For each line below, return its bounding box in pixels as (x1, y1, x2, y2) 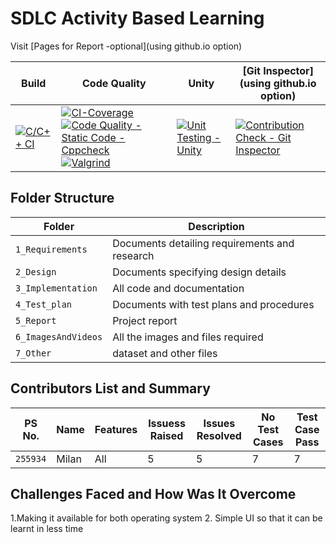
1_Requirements (15, 243, 88, 255)
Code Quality (81, 76, 147, 90)
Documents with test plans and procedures (112, 297, 315, 311)
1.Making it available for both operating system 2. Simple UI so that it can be (10, 512, 323, 524)
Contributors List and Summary (10, 380, 211, 397)
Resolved (196, 428, 242, 442)
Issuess (148, 416, 186, 430)
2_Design (15, 266, 57, 277)
